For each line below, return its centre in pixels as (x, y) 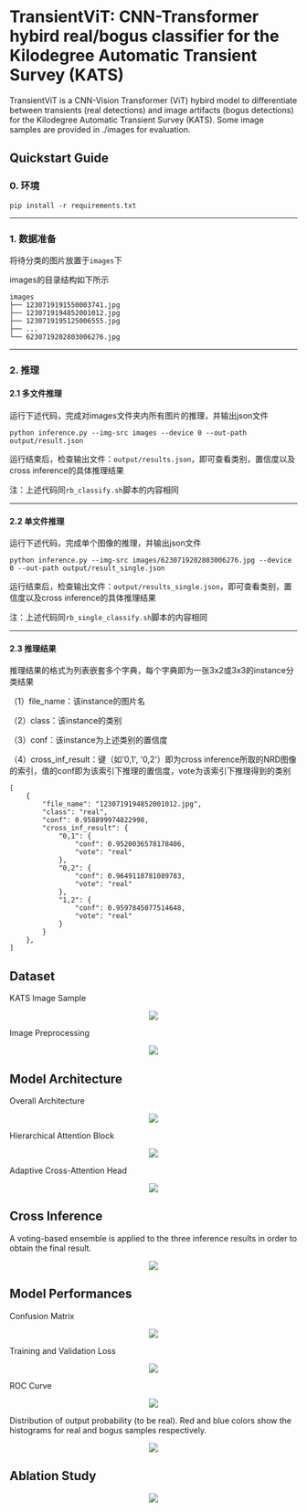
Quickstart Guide (59, 159)
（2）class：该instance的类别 (66, 721)
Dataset (32, 976)
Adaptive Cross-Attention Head (69, 1170)
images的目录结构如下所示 (59, 280)
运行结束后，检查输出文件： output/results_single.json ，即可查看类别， (147, 587)
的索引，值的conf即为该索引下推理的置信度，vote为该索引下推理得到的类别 (150, 771)
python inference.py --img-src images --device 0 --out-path (128, 433)
